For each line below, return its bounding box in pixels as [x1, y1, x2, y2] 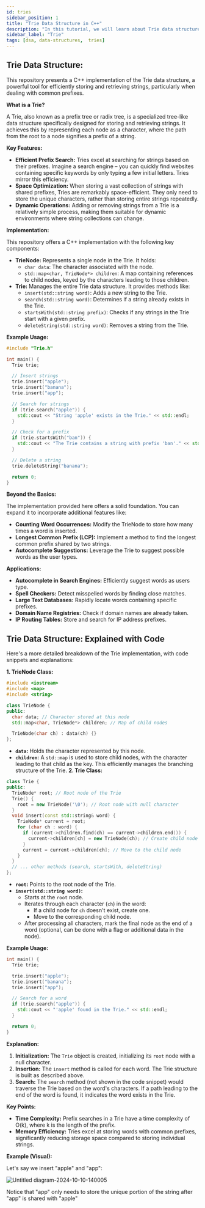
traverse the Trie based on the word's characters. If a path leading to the [15, 1085, 198, 1092]
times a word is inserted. [15, 527, 77, 535]
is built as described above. [15, 1071, 85, 1079]
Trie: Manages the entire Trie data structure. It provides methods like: [15, 282, 190, 290]
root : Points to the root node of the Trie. [15, 881, 116, 888]
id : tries [6, 9, 32, 15]
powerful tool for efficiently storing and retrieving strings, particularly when [6, 83, 195, 90]
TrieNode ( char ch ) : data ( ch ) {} [12, 731, 97, 737]
